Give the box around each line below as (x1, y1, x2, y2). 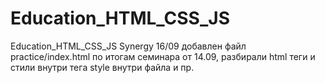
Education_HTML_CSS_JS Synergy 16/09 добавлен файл (10, 40, 247, 52)
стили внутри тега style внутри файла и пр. (10, 61, 195, 73)
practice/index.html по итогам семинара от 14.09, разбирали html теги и (10, 50, 316, 62)
